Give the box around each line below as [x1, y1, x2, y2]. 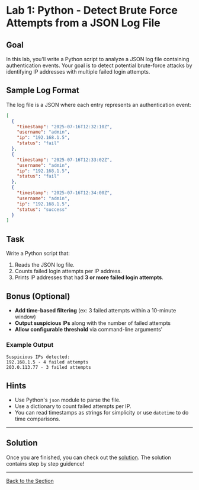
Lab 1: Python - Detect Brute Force [6, 4, 178, 17]
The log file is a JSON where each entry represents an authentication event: [6, 101, 191, 108]
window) [14, 313, 37, 320]
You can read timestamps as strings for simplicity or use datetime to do [14, 409, 189, 416]
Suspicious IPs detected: [6, 354, 70, 360]
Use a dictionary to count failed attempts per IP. [14, 403, 131, 410]
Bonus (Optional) [6, 291, 70, 301]
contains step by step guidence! [6, 460, 85, 467]
